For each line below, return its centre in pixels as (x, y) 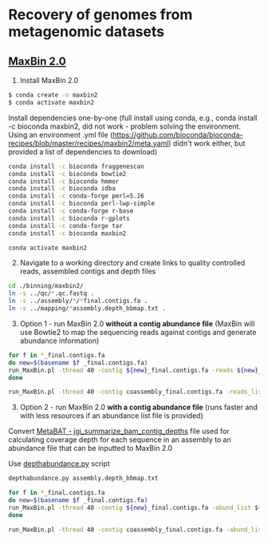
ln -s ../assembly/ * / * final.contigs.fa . (78, 301)
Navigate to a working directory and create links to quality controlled (132, 263)
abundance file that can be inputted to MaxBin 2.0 (91, 448)
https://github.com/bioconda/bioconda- (178, 134)
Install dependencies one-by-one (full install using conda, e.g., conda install (133, 118)
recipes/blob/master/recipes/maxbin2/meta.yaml (89, 143)
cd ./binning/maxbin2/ (46, 286)
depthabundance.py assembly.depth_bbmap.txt (83, 478)
